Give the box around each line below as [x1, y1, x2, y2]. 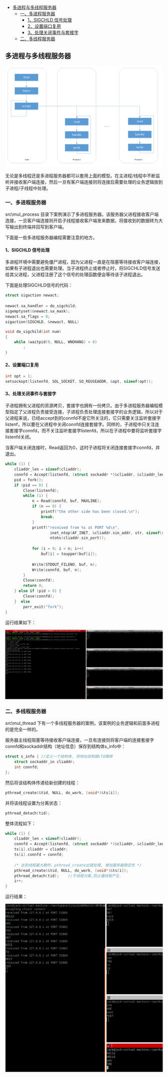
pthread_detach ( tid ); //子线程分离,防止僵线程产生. [14, 873, 121, 878]
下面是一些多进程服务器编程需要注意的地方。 [5, 235, 97, 241]
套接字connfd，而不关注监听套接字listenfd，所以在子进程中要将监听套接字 [9, 428, 162, 434]
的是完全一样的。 [5, 726, 40, 732]
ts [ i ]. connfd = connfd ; [14, 852, 64, 857]
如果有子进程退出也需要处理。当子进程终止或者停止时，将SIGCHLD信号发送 [5, 265, 160, 271]
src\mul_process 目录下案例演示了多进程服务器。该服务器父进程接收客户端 [5, 211, 159, 217]
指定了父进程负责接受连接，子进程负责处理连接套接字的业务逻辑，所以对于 [9, 409, 163, 415]
